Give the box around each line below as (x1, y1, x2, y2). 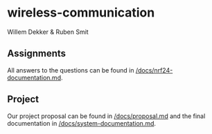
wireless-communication (7, 5, 155, 21)
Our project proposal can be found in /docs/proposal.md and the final (7, 112, 206, 120)
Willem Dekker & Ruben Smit (7, 28, 89, 36)
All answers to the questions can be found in (7, 66, 134, 74)
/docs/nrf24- (135, 66, 173, 74)
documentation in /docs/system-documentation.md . (7, 119, 157, 127)
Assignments (7, 48, 67, 59)
